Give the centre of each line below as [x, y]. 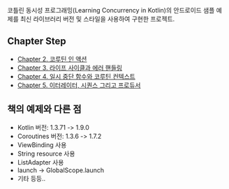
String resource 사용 [46, 153]
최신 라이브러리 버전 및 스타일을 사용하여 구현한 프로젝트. [97, 19]
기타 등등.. [31, 178]
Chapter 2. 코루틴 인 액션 [52, 59]
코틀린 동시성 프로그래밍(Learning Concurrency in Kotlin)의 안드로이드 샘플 [111, 10]
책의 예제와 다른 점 [44, 109]
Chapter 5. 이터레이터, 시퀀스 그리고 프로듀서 [79, 85]
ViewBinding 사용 [42, 144]
